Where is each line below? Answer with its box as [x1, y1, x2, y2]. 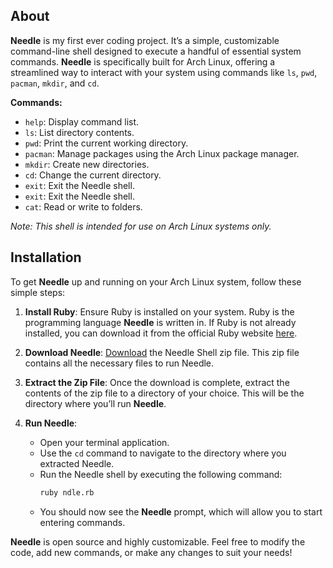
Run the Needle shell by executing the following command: [39, 468, 283, 480]
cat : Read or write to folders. [24, 200, 143, 213]
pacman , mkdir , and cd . [10, 77, 100, 89]
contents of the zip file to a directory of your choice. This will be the [24, 387, 305, 399]
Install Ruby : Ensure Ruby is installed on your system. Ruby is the [24, 305, 295, 318]
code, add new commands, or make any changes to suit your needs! [10, 546, 293, 558]
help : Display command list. [24, 115, 140, 128]
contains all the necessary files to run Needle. [24, 357, 215, 369]
